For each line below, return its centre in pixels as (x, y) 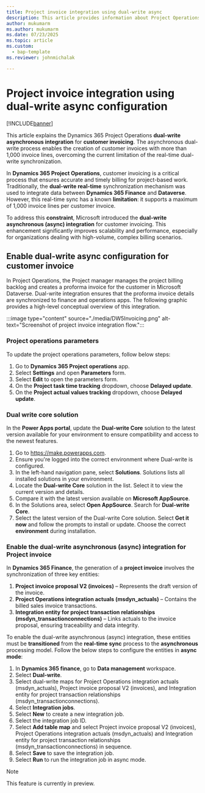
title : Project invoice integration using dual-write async (85, 12)
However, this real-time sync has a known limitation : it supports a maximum (102, 199)
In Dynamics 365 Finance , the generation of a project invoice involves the (100, 568)
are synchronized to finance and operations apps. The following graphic (97, 300)
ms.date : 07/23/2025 (33, 35)
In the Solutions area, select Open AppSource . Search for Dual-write (102, 505)
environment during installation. (56, 531)
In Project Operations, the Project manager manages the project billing (95, 281)
